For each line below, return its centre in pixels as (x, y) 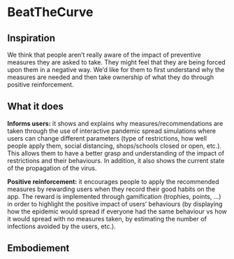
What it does (36, 107)
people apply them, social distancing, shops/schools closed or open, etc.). (115, 146)
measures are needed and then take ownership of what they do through (111, 77)
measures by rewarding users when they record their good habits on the (111, 189)
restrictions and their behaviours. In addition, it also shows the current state (116, 160)
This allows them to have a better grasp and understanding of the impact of (116, 153)
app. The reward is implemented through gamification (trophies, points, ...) (114, 196)
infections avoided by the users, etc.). (62, 226)
